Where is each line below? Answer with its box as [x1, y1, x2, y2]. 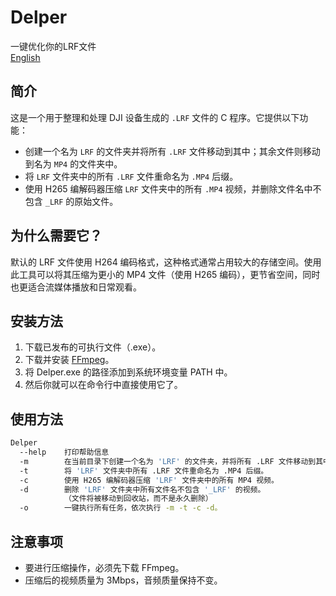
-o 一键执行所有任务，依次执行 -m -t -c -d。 [19, 503, 223, 513]
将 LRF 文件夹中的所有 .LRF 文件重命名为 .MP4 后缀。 [24, 170, 239, 182]
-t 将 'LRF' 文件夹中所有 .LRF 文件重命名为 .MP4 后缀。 [19, 466, 269, 476]
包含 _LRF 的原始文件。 [24, 195, 119, 207]
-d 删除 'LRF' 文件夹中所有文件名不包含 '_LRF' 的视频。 [19, 484, 266, 495]
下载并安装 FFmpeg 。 [24, 354, 115, 366]
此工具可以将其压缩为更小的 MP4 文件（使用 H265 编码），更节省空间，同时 [10, 268, 321, 280]
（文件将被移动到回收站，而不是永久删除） [63, 494, 213, 504]
